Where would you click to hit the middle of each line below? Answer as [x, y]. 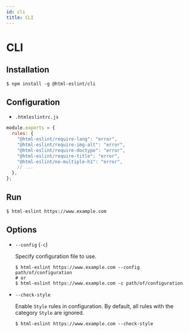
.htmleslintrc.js [37, 117]
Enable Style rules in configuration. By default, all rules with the [94, 306]
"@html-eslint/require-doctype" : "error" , [71, 150]
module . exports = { [31, 128]
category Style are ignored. [50, 312]
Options [22, 230]
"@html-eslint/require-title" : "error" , [69, 156]
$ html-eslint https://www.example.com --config [77, 267]
